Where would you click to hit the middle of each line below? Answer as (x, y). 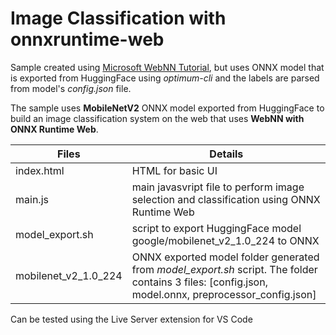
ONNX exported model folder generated (225, 257)
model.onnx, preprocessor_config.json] (224, 294)
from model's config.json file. (71, 88)
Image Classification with (118, 18)
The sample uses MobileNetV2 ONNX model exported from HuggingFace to (167, 108)
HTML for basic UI (174, 170)
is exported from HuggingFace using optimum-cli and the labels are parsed (165, 78)
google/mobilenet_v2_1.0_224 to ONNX (225, 240)
